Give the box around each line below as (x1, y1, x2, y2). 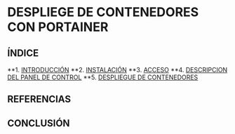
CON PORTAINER (7, 19, 109, 35)
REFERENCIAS (7, 93, 72, 105)
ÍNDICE (7, 47, 39, 59)
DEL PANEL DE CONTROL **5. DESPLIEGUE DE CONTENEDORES (7, 73, 199, 81)
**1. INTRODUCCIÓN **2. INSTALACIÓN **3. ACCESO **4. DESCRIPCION (7, 66, 228, 74)
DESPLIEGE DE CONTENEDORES (7, 4, 199, 20)
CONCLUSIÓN (7, 117, 70, 129)
